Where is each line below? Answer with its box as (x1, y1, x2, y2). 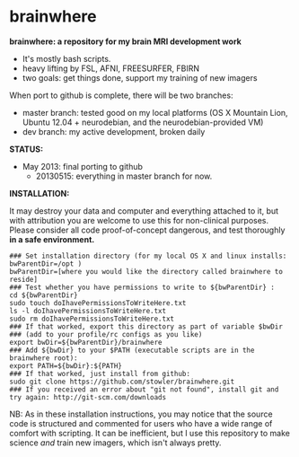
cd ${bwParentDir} (9, 290, 78, 300)
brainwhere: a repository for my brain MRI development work (9, 36, 242, 47)
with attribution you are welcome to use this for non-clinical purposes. (9, 215, 269, 225)
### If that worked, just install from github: (9, 369, 191, 378)
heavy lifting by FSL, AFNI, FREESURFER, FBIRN (22, 63, 200, 74)
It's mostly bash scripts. (22, 53, 111, 64)
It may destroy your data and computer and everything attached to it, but (9, 205, 279, 216)
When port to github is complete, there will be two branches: (9, 90, 233, 101)
